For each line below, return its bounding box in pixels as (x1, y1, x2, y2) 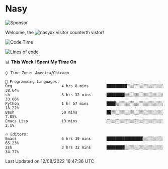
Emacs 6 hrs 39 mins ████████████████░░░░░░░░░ (5, 136, 163, 141)
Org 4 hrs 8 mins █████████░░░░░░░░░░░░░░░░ (5, 83, 163, 88)
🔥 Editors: (5, 131, 29, 137)
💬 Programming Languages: (5, 79, 59, 84)
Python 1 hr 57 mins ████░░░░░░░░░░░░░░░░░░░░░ (5, 101, 163, 106)
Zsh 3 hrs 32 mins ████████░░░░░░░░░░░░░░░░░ (5, 145, 163, 150)
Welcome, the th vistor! (5, 29, 104, 35)
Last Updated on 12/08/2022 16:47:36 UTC (5, 158, 95, 164)
